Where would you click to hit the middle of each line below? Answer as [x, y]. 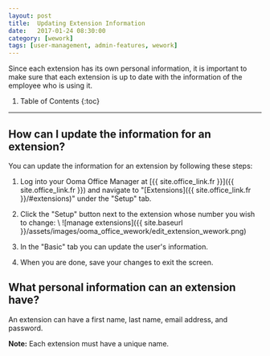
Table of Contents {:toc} [60, 101]
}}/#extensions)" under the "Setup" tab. [86, 198]
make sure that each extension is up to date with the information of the [125, 77]
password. [26, 328]
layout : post [30, 16]
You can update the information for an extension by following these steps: [131, 166]
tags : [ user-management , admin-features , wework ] [93, 46]
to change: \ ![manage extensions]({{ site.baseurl [101, 223]
